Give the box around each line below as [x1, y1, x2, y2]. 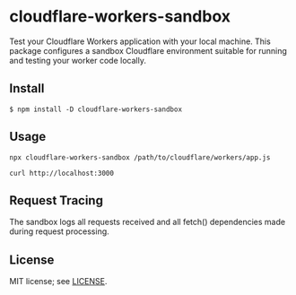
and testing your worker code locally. [9, 55, 146, 65]
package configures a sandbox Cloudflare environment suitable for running [9, 45, 287, 56]
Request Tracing [9, 193, 103, 208]
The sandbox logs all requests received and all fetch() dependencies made [9, 217, 285, 228]
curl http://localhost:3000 [9, 169, 115, 178]
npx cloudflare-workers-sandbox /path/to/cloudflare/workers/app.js [9, 152, 271, 162]
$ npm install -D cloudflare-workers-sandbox [9, 105, 182, 114]
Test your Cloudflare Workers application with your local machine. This [9, 36, 271, 47]
